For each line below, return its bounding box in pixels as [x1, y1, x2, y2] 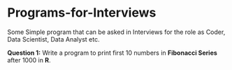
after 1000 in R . [7, 55, 51, 64]
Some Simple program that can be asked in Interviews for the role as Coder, [7, 28, 226, 36]
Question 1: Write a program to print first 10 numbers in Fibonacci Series [7, 49, 218, 57]
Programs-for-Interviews [7, 5, 157, 21]
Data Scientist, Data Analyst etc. [7, 35, 100, 43]
